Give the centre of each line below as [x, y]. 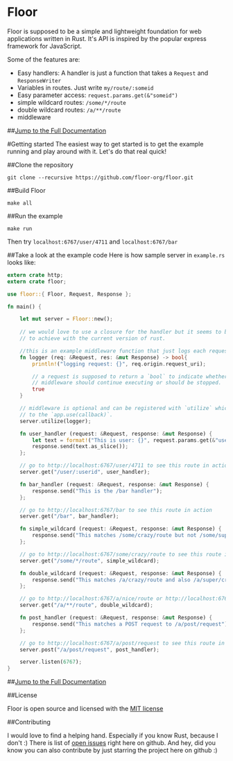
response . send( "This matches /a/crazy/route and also [111, 580]
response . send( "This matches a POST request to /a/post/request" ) [130, 624]
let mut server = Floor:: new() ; [66, 319]
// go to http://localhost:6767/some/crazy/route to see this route [121, 554]
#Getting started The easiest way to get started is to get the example [105, 144]
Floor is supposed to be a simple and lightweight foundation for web [105, 31]
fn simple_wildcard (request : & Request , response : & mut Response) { [121, 529]
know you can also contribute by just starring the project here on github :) [112, 751]
